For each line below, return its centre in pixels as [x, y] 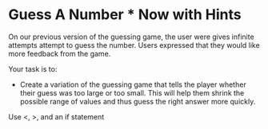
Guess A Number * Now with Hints [125, 15]
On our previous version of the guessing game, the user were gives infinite [131, 37]
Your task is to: [33, 68]
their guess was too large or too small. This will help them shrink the [132, 92]
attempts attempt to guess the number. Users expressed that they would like [134, 45]
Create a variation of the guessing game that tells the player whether [133, 84]
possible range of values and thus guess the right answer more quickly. [138, 101]
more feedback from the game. [60, 53]
